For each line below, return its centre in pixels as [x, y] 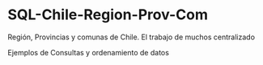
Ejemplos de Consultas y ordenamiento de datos [88, 52]
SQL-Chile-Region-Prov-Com [108, 15]
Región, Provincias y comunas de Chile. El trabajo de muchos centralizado [131, 37]
